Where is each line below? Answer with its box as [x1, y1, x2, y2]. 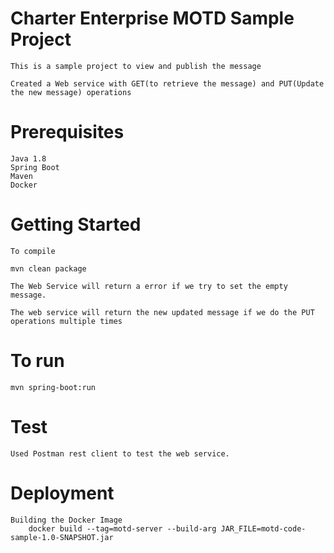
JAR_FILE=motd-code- [220, 523, 307, 534]
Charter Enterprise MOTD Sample [10, 7, 295, 30]
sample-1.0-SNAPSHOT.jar [10, 532, 114, 542]
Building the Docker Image [10, 515, 123, 525]
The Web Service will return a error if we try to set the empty [10, 281, 288, 291]
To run [10, 350, 65, 372]
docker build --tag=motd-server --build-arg [28, 523, 217, 534]
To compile [10, 246, 56, 256]
